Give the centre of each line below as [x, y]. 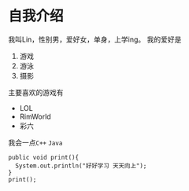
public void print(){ [44, 157]
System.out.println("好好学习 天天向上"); [81, 166]
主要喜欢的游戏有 [36, 92]
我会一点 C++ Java [35, 142]
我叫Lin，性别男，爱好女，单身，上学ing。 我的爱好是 [95, 39]
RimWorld [35, 116]
